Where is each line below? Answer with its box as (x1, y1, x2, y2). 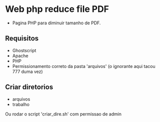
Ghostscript (12, 47, 37, 53)
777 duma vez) (12, 68, 43, 74)
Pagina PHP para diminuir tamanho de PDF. (12, 20, 101, 26)
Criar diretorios (5, 83, 53, 91)
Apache (12, 53, 29, 59)
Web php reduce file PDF (5, 3, 109, 15)
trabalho (12, 101, 30, 107)
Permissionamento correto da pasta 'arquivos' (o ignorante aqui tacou (12, 63, 156, 69)
